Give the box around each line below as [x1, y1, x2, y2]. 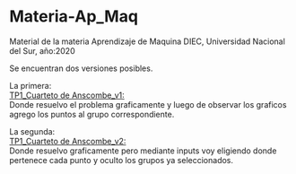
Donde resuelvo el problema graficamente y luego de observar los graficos [9, 99, 287, 109]
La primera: [9, 80, 52, 91]
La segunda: [9, 126, 56, 136]
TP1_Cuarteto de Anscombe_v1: [9, 90, 125, 100]
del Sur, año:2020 [9, 45, 75, 56]
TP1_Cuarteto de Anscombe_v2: [9, 135, 126, 146]
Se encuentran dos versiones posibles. [9, 63, 153, 74]
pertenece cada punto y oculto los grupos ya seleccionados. [9, 154, 234, 165]
